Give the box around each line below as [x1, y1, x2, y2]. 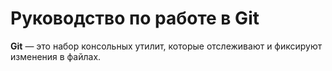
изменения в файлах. [10, 50, 102, 62]
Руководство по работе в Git [10, 7, 260, 30]
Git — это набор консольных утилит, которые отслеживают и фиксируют [10, 40, 323, 52]
